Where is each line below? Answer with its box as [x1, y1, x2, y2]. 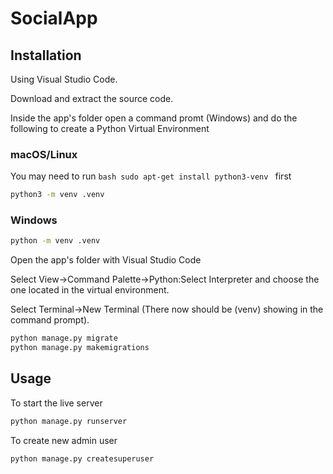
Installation [10, 47, 82, 64]
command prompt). [10, 314, 90, 326]
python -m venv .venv [10, 236, 101, 246]
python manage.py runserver [10, 416, 128, 426]
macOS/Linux [10, 147, 78, 161]
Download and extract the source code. [10, 93, 174, 104]
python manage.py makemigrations [10, 343, 150, 353]
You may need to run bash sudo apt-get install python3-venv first [10, 170, 292, 182]
